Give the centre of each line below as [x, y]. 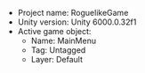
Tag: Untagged [58, 50]
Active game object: [54, 31]
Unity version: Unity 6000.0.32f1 [77, 22]
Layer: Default [56, 59]
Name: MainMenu [63, 40]
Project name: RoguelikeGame [73, 13]
